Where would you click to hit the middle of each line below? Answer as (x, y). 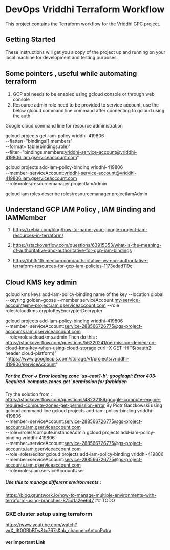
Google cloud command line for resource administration (64, 125)
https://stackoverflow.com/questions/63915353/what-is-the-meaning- (87, 245)
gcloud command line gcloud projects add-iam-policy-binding (71, 411)
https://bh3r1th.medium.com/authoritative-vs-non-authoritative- (80, 261)
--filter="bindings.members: (35, 152)
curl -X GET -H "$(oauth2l (125, 348)
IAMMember (26, 217)
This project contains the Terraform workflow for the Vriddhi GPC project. (83, 24)
